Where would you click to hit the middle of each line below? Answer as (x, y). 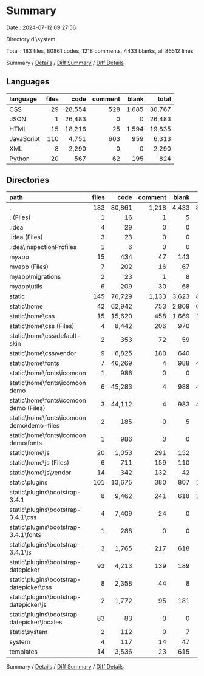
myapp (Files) (29, 267)
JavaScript (25, 138)
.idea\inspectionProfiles (43, 247)
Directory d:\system (31, 39)
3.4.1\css (23, 517)
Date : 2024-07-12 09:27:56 (41, 27)
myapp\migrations (35, 276)
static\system (29, 632)
